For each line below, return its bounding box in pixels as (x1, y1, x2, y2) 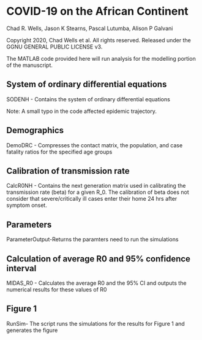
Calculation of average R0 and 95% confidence (6, 253, 191, 264)
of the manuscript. (6, 61, 53, 69)
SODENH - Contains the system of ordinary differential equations (6, 95, 170, 102)
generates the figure (6, 326, 58, 334)
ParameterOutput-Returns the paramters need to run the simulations (6, 236, 179, 243)
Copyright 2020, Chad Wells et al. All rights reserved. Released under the (6, 36, 191, 44)
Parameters (6, 219, 52, 230)
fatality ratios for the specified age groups (6, 148, 113, 155)
